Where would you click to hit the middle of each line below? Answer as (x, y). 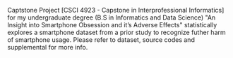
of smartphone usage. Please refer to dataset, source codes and (101, 40)
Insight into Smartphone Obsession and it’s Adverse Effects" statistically (112, 25)
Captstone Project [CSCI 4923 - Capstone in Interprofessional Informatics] (116, 10)
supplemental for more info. (48, 47)
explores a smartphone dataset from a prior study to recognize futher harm (116, 32)
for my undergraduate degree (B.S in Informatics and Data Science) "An (112, 17)
